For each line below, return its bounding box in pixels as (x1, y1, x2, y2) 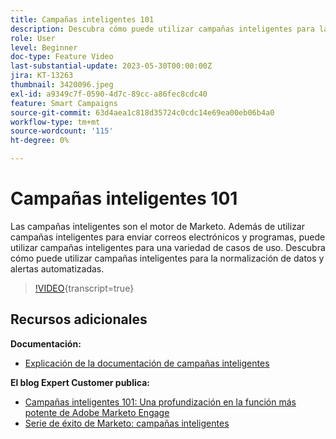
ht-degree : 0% (10, 136, 70, 146)
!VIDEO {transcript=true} (34, 282, 135, 294)
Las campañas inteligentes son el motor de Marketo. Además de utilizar (10, 220, 306, 232)
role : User (10, 33, 56, 43)
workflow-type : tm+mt (10, 117, 101, 127)
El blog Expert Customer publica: (10, 376, 150, 388)
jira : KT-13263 (10, 71, 74, 81)
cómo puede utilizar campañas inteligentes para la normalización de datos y (10, 252, 325, 264)
